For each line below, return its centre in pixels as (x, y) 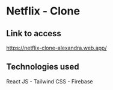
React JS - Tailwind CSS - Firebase (50, 81)
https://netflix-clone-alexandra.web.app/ (56, 48)
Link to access (34, 34)
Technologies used (43, 67)
